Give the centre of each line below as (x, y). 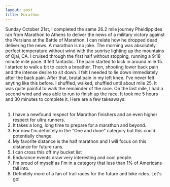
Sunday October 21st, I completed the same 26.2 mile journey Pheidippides (84, 29)
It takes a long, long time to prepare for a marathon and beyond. (79, 125)
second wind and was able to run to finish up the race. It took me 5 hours (82, 94)
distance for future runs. (38, 146)
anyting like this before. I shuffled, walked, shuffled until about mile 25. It (81, 83)
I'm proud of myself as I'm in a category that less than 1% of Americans (87, 163)
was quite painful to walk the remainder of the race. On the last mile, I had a (84, 88)
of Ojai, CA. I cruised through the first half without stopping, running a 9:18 (83, 56)
